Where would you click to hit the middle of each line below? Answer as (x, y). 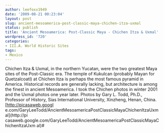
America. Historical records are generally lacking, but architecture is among (81, 84)
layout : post (18, 19)
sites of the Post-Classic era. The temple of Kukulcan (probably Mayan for (80, 74)
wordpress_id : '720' (26, 37)
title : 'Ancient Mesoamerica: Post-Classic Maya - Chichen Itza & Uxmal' (82, 32)
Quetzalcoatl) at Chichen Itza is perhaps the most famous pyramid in (74, 79)
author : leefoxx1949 (26, 9)
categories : (17, 41)
